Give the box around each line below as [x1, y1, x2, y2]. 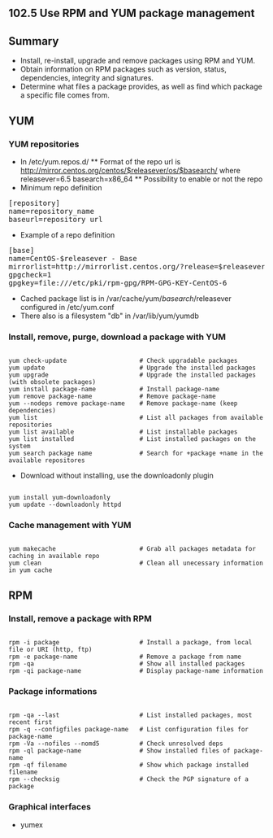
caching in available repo [8, 552, 100, 561]
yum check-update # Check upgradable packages [8, 357, 238, 365]
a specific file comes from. [19, 90, 110, 100]
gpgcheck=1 [8, 270, 52, 279]
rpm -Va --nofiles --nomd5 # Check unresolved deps [8, 740, 223, 748]
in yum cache [8, 566, 53, 574]
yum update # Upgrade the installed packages [8, 364, 256, 373]
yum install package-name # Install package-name [8, 386, 220, 394]
